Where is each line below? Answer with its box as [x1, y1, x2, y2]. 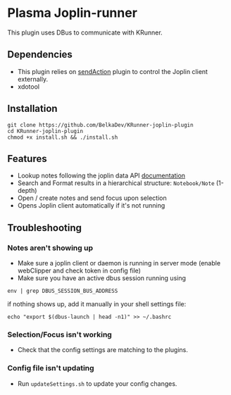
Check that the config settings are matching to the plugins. [17, 346, 188, 354]
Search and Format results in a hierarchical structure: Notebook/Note [17, 179, 215, 187]
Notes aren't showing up [7, 243, 94, 253]
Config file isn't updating [7, 363, 94, 373]
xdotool [17, 82, 40, 91]
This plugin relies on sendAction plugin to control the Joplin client [17, 67, 208, 75]
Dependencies [7, 49, 73, 61]
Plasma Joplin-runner [7, 5, 137, 21]
